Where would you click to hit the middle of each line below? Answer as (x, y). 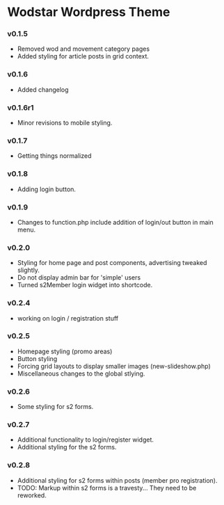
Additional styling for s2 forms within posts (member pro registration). (117, 480)
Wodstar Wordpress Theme (89, 12)
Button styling (37, 358)
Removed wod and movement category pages (83, 49)
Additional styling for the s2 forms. (67, 447)
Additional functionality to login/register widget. (86, 440)
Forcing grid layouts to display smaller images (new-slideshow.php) (114, 366)
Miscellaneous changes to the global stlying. (81, 374)
